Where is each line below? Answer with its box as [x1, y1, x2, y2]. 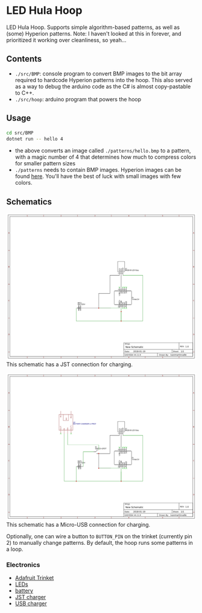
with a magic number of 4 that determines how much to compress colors [14, 153, 197, 160]
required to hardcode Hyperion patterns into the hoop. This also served [14, 76, 193, 83]
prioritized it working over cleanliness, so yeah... [6, 36, 127, 43]
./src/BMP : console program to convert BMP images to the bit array [14, 70, 182, 77]
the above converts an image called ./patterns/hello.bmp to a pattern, [14, 147, 191, 154]
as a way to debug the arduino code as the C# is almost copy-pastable [14, 83, 191, 90]
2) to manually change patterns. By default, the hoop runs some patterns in [6, 539, 193, 546]
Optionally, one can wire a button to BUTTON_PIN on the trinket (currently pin [6, 532, 192, 540]
